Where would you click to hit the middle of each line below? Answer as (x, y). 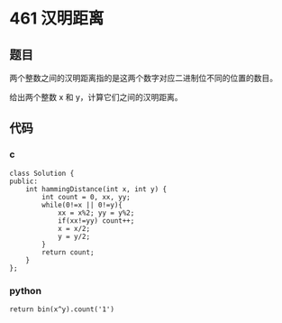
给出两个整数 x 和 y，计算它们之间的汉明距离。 (96, 97)
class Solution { (42, 173)
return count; (68, 252)
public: (24, 181)
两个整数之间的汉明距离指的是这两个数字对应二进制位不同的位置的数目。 (143, 78)
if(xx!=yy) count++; (96, 221)
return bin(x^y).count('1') (62, 309)
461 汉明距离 (57, 18)
